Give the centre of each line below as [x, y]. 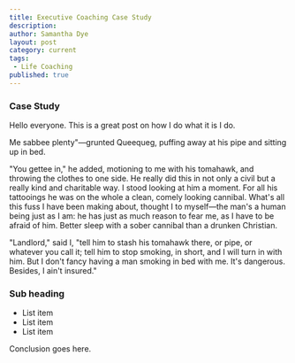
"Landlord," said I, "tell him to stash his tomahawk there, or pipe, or [131, 243]
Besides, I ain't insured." [53, 271]
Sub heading [37, 293]
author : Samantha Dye [49, 34]
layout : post [33, 42]
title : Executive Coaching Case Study [80, 17]
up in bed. [27, 152]
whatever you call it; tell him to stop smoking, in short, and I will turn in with [146, 252]
